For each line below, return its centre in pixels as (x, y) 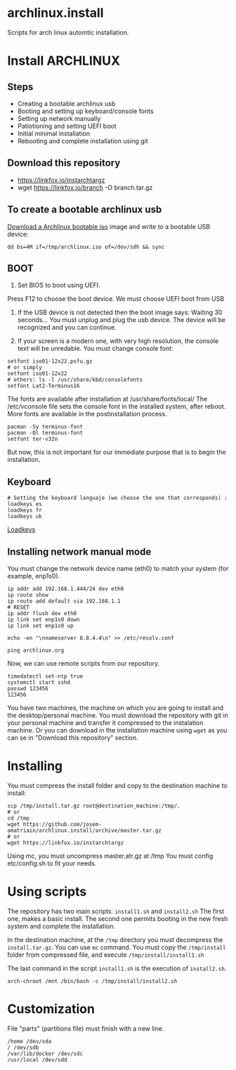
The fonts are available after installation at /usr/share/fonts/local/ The (107, 399)
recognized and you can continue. (67, 328)
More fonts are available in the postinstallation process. (87, 414)
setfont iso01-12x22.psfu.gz (50, 361)
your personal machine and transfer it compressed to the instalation (105, 723)
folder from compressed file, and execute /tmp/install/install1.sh (106, 955)
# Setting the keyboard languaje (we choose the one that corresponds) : (118, 498)
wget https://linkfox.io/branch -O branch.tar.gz (85, 187)
